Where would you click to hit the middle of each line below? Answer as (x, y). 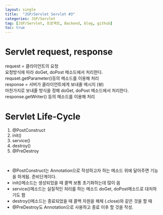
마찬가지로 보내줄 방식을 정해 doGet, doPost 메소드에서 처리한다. (67, 90)
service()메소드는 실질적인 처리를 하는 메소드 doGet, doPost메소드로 (78, 189)
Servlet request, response (59, 52)
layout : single (20, 10)
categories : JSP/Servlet (30, 19)
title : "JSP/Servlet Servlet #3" (40, 14)
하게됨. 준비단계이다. (37, 177)
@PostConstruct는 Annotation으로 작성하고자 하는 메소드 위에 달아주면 (81, 171)
